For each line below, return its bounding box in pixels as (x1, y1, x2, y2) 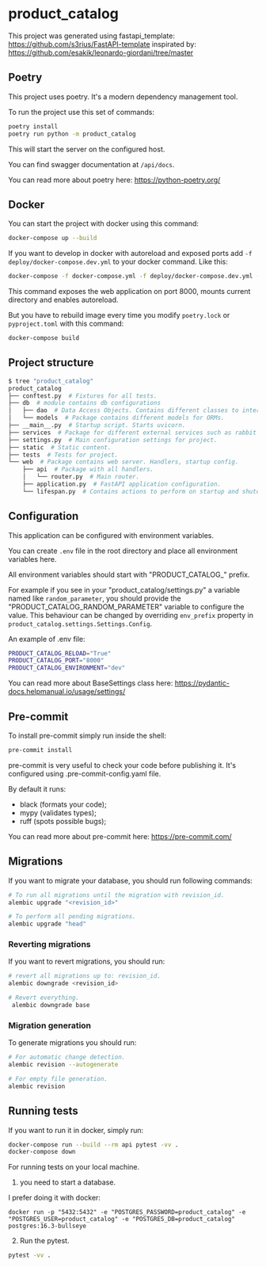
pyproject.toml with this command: (8, 319, 124, 329)
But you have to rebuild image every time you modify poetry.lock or (8, 311, 230, 320)
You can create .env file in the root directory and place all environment (8, 546, 238, 555)
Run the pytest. (19, 1236, 70, 1246)
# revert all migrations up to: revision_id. (8, 972, 161, 980)
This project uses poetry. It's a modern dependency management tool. (8, 92, 238, 101)
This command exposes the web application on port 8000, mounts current (8, 287, 251, 296)
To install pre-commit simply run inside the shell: (8, 731, 166, 740)
